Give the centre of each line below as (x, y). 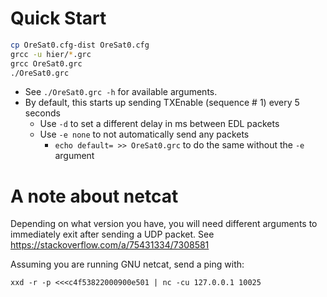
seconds (42, 113)
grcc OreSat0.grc (46, 63)
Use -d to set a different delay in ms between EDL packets (159, 124)
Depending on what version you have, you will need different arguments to (164, 224)
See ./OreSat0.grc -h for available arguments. (121, 92)
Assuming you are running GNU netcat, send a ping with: (127, 264)
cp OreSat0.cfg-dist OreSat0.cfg (80, 45)
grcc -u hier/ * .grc (51, 54)
